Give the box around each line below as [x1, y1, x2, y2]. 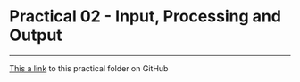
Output [9, 25, 62, 45]
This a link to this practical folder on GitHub [9, 62, 169, 73]
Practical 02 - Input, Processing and [9, 6, 281, 27]
